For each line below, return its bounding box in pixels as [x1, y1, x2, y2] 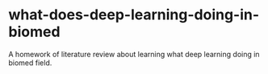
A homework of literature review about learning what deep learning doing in [8, 49, 260, 59]
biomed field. [8, 58, 52, 68]
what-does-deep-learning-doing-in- [8, 6, 260, 24]
